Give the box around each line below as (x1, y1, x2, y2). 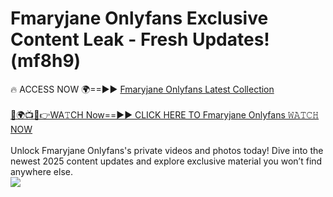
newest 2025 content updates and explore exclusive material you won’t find (10, 155, 323, 167)
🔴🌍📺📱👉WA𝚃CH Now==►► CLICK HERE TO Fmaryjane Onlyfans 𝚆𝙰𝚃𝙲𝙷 (10, 108, 320, 121)
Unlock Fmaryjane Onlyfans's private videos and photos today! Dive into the (10, 144, 324, 156)
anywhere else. (10, 165, 73, 177)
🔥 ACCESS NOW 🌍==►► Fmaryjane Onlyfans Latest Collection (10, 83, 275, 95)
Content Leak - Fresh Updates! (10, 28, 270, 51)
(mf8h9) (10, 50, 82, 72)
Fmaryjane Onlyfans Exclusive (10, 7, 269, 30)
